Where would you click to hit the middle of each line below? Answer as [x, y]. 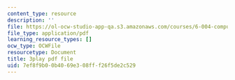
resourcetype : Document [42, 53]
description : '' [31, 20]
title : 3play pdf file [40, 59]
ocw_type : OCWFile [34, 46]
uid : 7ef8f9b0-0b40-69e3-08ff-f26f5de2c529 [72, 65]
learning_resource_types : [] [50, 40]
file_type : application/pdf [48, 33]
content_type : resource [42, 14]
